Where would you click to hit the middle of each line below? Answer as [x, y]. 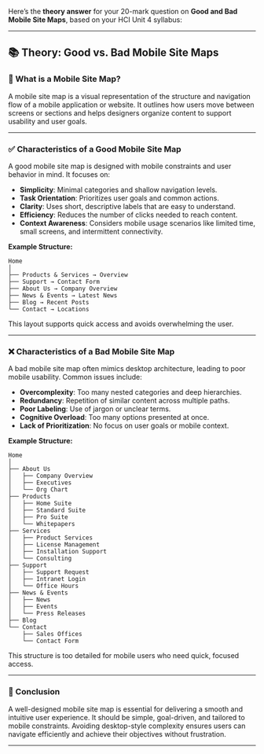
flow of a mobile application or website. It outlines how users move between [131, 105]
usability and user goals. [48, 121]
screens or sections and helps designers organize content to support [120, 112]
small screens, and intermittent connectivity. [91, 231]
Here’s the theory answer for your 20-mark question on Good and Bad [123, 11]
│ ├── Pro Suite [38, 517]
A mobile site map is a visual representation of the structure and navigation [130, 96]
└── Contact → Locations [49, 309]
